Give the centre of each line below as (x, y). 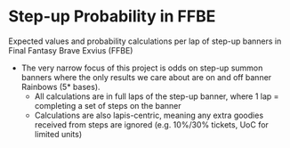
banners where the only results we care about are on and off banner (146, 77)
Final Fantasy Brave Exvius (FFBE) (71, 50)
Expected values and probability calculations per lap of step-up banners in (145, 41)
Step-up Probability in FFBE (112, 16)
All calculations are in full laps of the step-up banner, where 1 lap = (157, 96)
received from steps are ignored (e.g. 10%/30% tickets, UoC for (151, 124)
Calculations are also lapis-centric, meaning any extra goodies (149, 115)
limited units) (58, 134)
